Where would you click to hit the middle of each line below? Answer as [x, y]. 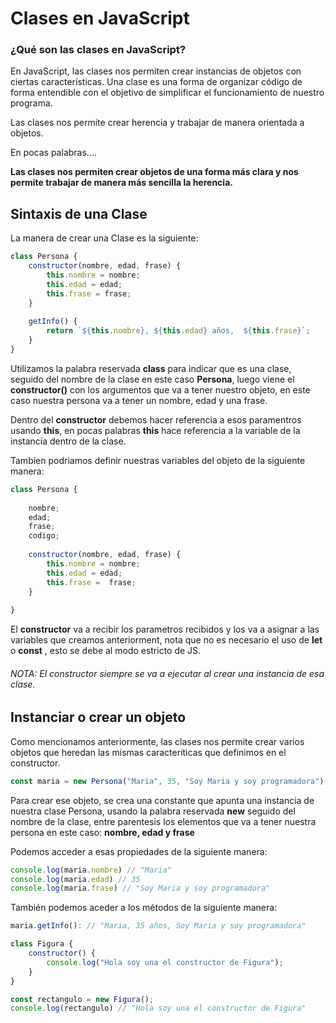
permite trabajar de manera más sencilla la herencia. [121, 183]
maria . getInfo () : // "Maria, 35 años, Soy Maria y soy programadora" [158, 926]
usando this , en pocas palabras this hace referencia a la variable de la [155, 430]
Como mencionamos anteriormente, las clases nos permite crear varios [157, 741]
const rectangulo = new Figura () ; [82, 999]
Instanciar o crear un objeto [98, 717]
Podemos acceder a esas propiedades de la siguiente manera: [139, 851]
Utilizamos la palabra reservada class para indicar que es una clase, [151, 368]
